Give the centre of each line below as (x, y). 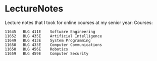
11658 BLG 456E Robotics (37, 49)
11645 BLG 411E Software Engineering (50, 31)
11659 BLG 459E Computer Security (47, 53)
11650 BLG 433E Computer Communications (53, 45)
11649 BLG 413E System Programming (48, 40)
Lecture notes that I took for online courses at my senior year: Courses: (79, 22)
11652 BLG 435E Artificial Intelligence (53, 36)
